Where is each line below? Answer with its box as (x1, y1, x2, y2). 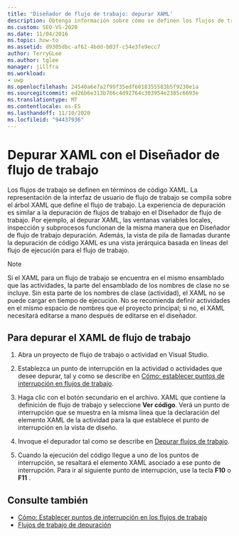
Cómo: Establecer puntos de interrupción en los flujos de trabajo (17, 513, 208, 522)
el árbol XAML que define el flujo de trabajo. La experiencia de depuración (7, 200, 226, 209)
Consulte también (7, 494, 88, 506)
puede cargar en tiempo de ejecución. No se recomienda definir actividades (7, 296, 230, 304)
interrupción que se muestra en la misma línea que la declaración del (17, 408, 221, 417)
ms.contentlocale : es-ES (7, 103, 81, 110)
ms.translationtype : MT (7, 97, 78, 104)
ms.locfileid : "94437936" (7, 116, 84, 123)
